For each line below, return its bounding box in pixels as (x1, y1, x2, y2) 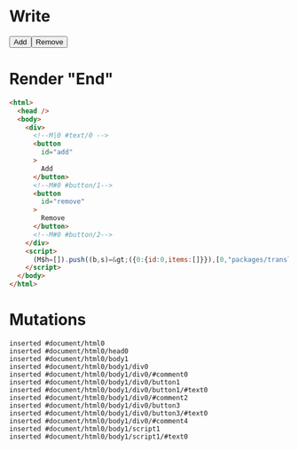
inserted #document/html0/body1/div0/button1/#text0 (9, 385, 208, 394)
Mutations (9, 310, 87, 330)
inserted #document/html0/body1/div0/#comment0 (9, 370, 189, 379)
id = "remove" (41, 197, 86, 206)
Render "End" (9, 69, 114, 90)
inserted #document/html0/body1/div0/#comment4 (9, 416, 189, 425)
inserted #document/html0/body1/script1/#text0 (9, 432, 189, 441)
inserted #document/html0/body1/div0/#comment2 (9, 393, 189, 402)
